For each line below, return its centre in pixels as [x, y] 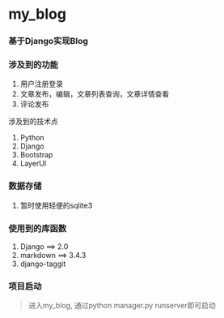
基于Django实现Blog [49, 41]
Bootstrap [36, 155]
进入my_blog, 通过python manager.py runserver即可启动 [122, 306]
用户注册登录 [41, 84]
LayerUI [33, 164]
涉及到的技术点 [33, 122]
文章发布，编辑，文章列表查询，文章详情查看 [95, 94]
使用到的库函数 [38, 228]
